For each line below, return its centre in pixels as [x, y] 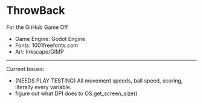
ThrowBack [36, 11]
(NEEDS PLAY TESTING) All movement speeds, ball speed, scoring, [99, 80]
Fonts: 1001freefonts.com [47, 45]
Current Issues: [25, 69]
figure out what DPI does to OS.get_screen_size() [76, 93]
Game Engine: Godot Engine [50, 39]
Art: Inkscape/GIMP [40, 51]
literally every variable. [43, 87]
